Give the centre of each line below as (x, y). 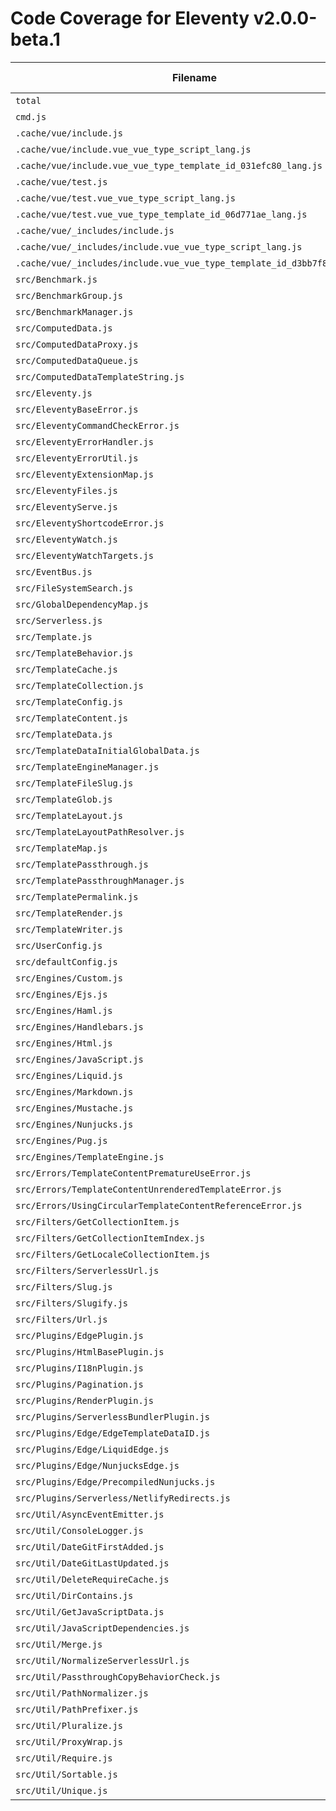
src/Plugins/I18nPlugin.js (79, 1368)
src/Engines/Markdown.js (74, 1091)
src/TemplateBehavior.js (74, 653)
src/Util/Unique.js (61, 1790)
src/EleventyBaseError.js (77, 409)
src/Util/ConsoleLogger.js (79, 1530)
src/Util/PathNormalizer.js (82, 1693)
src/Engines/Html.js (64, 1043)
